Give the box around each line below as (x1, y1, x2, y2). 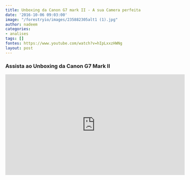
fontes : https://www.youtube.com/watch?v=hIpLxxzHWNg (5, 41, 123, 46)
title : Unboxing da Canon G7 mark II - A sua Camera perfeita (5, 7, 141, 13)
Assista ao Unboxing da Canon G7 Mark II (5, 62, 110, 70)
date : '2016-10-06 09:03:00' (5, 12, 68, 17)
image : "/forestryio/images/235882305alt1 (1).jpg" (5, 17, 118, 22)
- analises (5, 31, 29, 36)
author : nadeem (5, 21, 38, 27)
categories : (5, 27, 31, 32)
